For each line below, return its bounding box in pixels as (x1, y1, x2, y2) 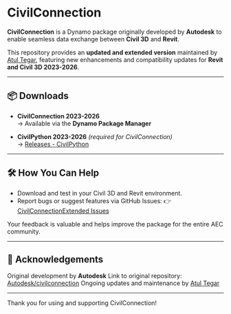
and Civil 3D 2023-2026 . (7, 63, 80, 71)
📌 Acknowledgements (7, 253, 104, 265)
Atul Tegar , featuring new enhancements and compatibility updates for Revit (7, 55, 223, 63)
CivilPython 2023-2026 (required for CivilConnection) (16, 132, 173, 140)
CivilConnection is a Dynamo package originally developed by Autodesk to (7, 28, 222, 36)
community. (7, 227, 41, 235)
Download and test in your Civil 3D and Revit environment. (16, 189, 182, 197)
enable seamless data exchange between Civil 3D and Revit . (7, 34, 180, 43)
